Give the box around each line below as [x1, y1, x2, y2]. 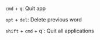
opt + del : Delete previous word [5, 16, 82, 23]
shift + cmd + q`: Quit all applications [5, 27, 94, 34]
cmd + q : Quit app [5, 5, 46, 12]
